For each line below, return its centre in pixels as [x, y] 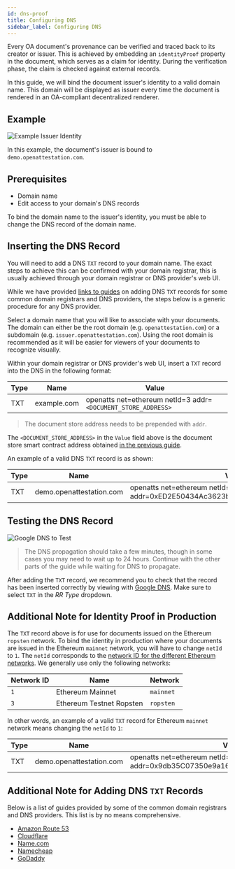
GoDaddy [31, 859]
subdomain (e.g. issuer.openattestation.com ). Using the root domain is [110, 335]
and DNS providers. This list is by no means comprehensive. [94, 815]
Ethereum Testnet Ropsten [99, 703]
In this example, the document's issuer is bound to [80, 150]
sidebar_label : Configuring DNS [54, 27]
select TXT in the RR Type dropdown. [60, 594]
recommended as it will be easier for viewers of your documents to [104, 342]
